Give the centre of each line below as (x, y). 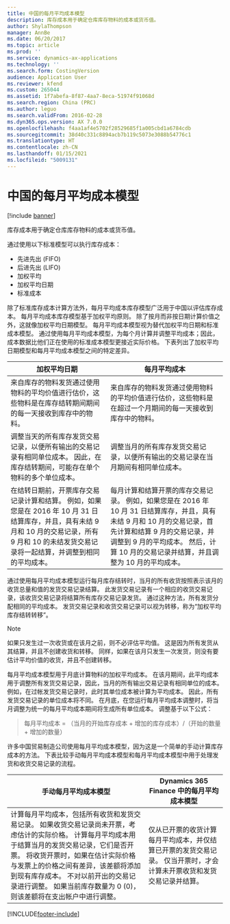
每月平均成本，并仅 (179, 840)
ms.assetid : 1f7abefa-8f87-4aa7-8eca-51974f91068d (81, 97)
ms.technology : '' (33, 64)
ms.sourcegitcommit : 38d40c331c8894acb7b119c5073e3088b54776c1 (99, 134)
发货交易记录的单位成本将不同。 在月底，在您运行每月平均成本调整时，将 (110, 700)
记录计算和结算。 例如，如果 (56, 500)
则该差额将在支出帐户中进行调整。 (66, 897)
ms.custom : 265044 (33, 90)
